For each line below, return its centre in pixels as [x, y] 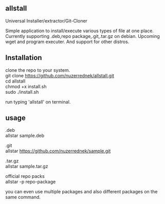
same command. [23, 197]
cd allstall [15, 81]
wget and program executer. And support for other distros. [67, 42]
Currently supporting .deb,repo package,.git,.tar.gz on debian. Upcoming [83, 36]
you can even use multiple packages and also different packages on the [81, 192]
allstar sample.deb [25, 136]
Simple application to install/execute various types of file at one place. [80, 31]
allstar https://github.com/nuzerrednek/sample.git [58, 151]
